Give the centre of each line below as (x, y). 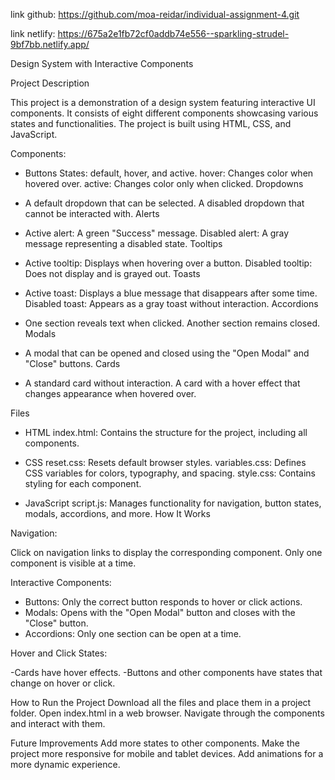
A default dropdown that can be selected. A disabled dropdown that (164, 203)
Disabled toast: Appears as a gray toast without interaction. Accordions (171, 303)
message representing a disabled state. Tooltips (123, 243)
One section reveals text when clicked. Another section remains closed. (172, 323)
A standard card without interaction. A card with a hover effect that (162, 383)
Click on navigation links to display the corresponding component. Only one (166, 552)
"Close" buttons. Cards (72, 363)
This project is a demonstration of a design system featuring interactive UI (163, 102)
